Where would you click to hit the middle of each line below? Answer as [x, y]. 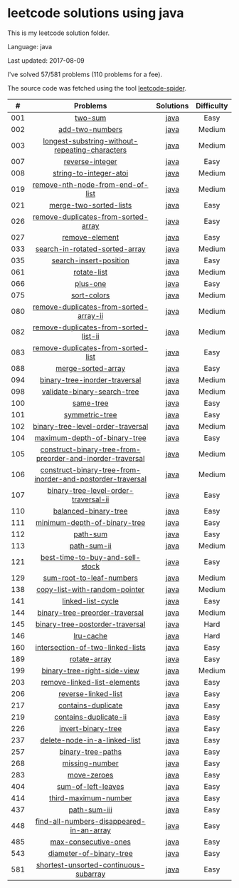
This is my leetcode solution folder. [59, 33]
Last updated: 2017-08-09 [46, 60]
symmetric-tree [90, 414]
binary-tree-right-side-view [91, 670]
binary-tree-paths [91, 752]
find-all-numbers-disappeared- [90, 821]
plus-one [90, 283]
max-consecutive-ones [91, 842]
